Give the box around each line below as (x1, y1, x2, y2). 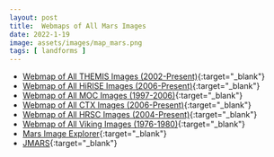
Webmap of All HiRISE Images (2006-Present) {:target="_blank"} (22, 81, 261, 92)
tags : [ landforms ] (9, 47, 87, 56)
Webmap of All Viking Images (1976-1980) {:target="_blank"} (22, 118, 245, 130)
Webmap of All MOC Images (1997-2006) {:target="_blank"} (22, 91, 243, 101)
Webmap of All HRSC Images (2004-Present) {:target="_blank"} (22, 109, 258, 120)
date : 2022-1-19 (9, 30, 70, 39)
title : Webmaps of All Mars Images (9, 22, 146, 31)
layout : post (9, 13, 58, 22)
